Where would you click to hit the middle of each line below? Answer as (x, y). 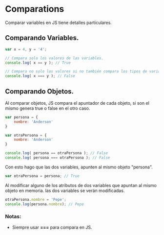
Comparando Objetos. (40, 91)
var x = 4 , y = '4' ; (26, 49)
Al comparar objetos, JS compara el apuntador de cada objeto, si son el (77, 103)
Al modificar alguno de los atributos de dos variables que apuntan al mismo (81, 185)
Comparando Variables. (42, 38)
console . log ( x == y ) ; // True (38, 63)
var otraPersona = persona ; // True (42, 176)
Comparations (35, 9)
